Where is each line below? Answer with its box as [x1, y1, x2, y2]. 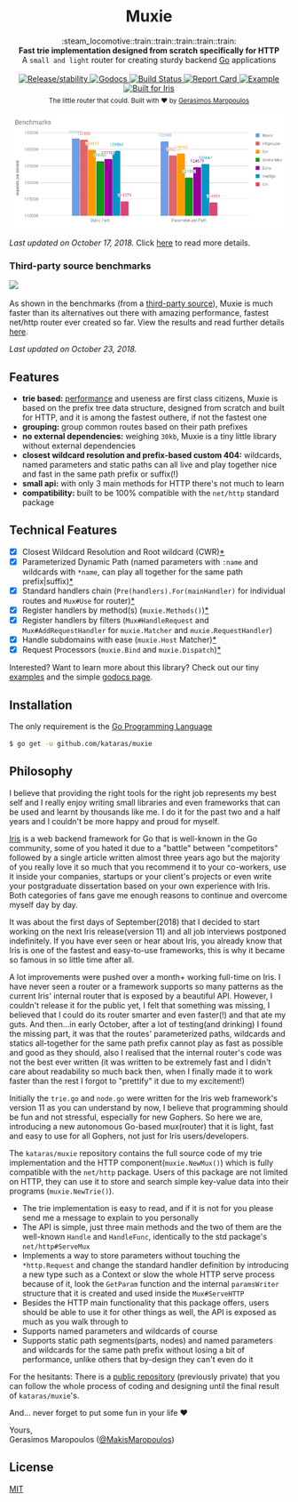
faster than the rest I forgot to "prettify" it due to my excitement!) [9, 1075, 246, 1086]
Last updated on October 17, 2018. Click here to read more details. [9, 237, 251, 248]
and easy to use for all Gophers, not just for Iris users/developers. [9, 1130, 249, 1141]
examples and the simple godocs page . [9, 671, 153, 682]
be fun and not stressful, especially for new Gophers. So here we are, [9, 1112, 263, 1122]
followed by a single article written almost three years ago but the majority [9, 852, 281, 863]
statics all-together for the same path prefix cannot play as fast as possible [9, 1038, 284, 1048]
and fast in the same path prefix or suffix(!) [21, 469, 179, 479]
